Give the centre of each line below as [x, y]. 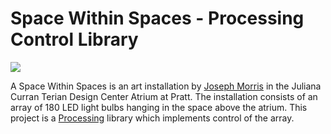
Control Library [74, 39]
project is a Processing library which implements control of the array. [152, 118]
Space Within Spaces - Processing [157, 18]
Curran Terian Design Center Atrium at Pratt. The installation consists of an [164, 96]
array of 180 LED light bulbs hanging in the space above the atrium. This [159, 107]
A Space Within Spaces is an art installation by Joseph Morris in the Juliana [166, 86]
